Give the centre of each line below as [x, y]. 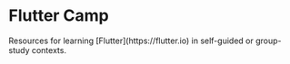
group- [268, 41]
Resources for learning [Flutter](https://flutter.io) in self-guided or [131, 41]
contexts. [49, 50]
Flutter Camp [59, 16]
